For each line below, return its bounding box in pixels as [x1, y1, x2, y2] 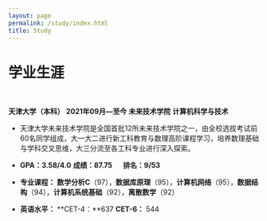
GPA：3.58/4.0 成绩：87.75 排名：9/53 [19, 160, 161, 170]
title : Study [8, 26, 52, 34]
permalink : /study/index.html [8, 19, 109, 27]
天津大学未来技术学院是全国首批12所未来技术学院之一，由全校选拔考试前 [19, 124, 258, 133]
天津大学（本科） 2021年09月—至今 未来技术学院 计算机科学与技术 [8, 107, 229, 116]
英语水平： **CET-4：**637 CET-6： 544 [19, 204, 159, 214]
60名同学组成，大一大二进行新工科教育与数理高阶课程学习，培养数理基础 [19, 133, 260, 144]
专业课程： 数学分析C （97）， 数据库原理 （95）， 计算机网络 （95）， [19, 177, 238, 187]
